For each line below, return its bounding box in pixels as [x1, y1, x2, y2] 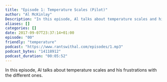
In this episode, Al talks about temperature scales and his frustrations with [5, 67, 157, 73]
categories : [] [5, 26, 37, 31]
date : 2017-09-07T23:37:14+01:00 [5, 30, 75, 35]
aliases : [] [5, 21, 30, 26]
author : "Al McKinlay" [5, 12, 52, 17]
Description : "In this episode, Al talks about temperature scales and [5, 16, 157, 21]
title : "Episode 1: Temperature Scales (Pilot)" [5, 7, 108, 12]
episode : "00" [5, 35, 35, 40]
